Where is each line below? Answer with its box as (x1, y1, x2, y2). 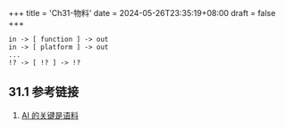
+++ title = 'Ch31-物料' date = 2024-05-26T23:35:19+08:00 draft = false (8, 8, 276, 18)
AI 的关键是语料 (21, 109, 80, 120)
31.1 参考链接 (8, 85, 80, 100)
